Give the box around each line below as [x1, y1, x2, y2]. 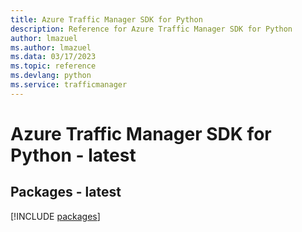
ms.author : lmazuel [10, 42, 92, 53]
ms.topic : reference [10, 61, 97, 71]
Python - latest [10, 144, 137, 166]
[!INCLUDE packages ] [10, 210, 101, 222]
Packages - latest [10, 184, 122, 201]
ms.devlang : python [10, 71, 92, 81]
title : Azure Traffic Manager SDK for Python [10, 14, 203, 25]
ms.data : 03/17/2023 [10, 52, 97, 62]
